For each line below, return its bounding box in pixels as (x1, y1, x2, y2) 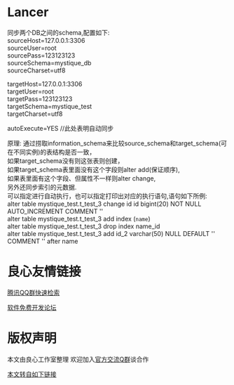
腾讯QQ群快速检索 (7, 288, 60, 296)
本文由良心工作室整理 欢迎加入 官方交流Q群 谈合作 (7, 355, 149, 363)
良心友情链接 (7, 264, 82, 280)
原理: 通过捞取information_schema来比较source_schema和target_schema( (7, 138, 221, 148)
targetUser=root (7, 87, 54, 96)
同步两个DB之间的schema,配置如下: (7, 28, 110, 37)
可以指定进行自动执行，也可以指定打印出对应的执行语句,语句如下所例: (7, 191, 208, 200)
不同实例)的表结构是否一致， (13, 148, 96, 156)
